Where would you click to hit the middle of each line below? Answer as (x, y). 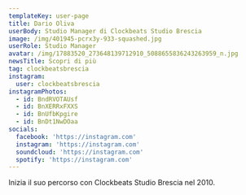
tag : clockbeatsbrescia (49, 69)
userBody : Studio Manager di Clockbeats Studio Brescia (105, 31)
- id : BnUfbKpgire (47, 115)
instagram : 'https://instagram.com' (78, 144)
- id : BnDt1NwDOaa (47, 122)
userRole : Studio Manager (52, 46)
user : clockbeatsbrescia (58, 84)
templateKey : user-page (49, 16)
